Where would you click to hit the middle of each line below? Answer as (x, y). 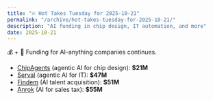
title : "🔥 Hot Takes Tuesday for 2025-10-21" (74, 13)
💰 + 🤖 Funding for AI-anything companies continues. (82, 52)
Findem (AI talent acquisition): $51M (68, 82)
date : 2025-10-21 (32, 32)
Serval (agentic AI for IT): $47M (62, 75)
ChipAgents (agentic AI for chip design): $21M (83, 68)
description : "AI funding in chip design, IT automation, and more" (107, 26)
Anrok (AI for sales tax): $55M (60, 90)
